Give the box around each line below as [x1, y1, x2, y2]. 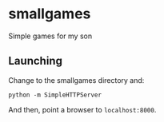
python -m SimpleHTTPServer [8, 91, 102, 99]
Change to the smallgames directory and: [8, 75, 145, 85]
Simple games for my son [8, 31, 93, 41]
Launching [8, 54, 62, 68]
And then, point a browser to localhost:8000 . [8, 104, 157, 114]
